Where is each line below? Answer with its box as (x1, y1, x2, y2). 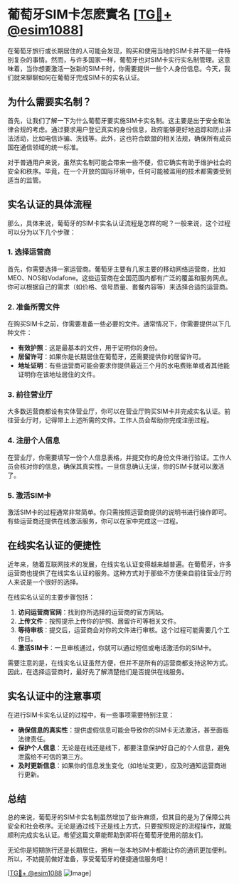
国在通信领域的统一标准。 (7, 143, 83, 151)
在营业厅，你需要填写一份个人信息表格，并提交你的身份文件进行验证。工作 (7, 453, 225, 462)
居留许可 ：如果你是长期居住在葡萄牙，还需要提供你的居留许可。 (17, 353, 205, 361)
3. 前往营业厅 (7, 390, 53, 400)
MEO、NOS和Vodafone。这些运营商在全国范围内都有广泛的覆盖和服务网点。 (7, 273, 232, 282)
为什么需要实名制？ (7, 96, 92, 108)
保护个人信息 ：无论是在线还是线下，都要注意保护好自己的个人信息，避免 (17, 743, 230, 752)
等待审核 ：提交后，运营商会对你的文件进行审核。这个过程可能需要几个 (17, 625, 224, 634)
